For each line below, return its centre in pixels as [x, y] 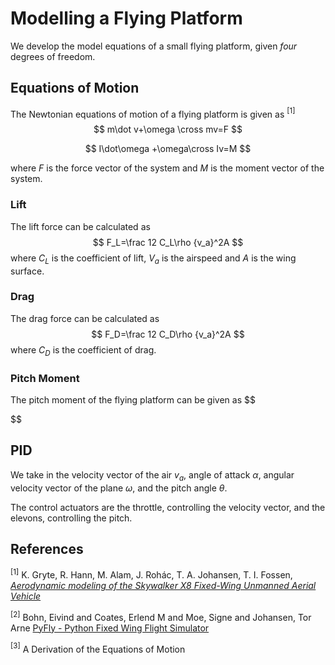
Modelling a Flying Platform [126, 18]
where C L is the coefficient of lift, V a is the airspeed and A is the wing [153, 259]
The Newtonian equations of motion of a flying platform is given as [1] [153, 113]
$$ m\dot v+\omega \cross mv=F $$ [168, 129]
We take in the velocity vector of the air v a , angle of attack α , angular [152, 475]
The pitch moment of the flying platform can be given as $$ [133, 399]
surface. [27, 271]
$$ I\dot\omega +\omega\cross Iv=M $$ [168, 149]
